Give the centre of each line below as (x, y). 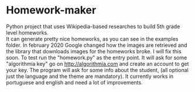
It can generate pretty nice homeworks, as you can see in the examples (92, 39)
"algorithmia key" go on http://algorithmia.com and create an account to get (97, 64)
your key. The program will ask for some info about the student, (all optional (97, 70)
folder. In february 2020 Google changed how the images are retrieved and (97, 45)
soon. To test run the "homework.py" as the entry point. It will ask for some (97, 57)
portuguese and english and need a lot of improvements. (74, 82)
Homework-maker (51, 10)
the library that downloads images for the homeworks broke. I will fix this (94, 51)
